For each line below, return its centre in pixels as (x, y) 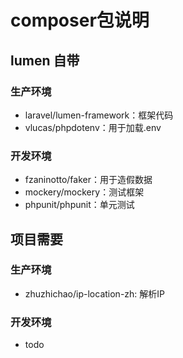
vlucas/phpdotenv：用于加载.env (93, 127)
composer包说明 (80, 20)
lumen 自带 (45, 60)
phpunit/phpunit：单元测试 (79, 205)
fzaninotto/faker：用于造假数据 (88, 180)
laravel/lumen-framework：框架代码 (99, 115)
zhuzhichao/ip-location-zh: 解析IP (95, 293)
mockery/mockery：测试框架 (84, 192)
